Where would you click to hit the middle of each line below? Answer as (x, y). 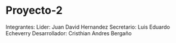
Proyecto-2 (34, 10)
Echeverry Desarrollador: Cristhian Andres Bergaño (69, 33)
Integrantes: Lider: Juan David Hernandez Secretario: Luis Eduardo (88, 27)
